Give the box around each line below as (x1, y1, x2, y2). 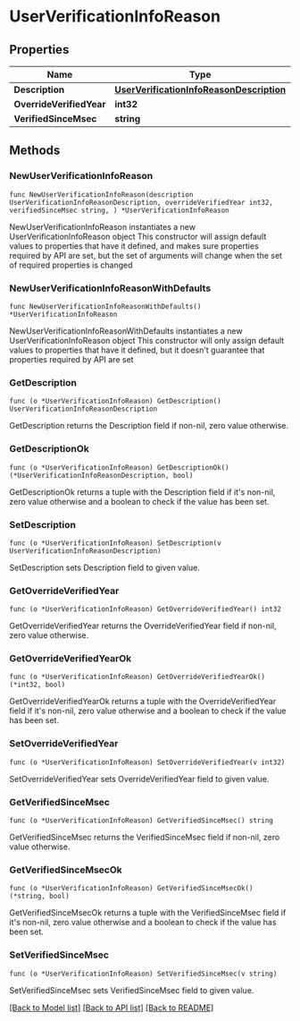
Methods (9, 143, 61, 158)
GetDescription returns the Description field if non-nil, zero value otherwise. (9, 421, 288, 431)
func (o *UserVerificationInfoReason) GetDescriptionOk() (9, 463, 229, 472)
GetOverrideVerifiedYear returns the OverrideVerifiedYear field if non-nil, (9, 620, 277, 632)
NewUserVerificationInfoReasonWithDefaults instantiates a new (9, 325, 243, 336)
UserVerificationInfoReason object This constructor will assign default (9, 231, 267, 242)
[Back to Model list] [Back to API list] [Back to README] (9, 1002, 214, 1013)
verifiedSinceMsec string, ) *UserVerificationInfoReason (9, 206, 229, 215)
